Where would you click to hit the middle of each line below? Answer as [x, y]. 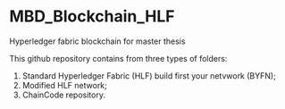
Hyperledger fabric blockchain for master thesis [97, 41]
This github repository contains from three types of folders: [118, 58]
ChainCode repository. [63, 95]
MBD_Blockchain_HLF [92, 17]
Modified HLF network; [64, 85]
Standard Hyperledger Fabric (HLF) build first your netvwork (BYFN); [149, 75]
